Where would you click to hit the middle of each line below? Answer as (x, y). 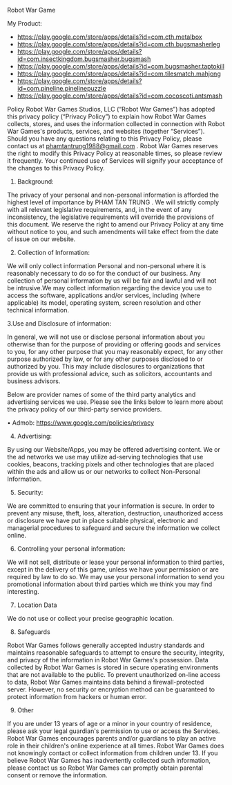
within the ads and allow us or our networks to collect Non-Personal (104, 471)
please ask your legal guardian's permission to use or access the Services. (114, 731)
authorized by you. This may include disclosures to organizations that (106, 366)
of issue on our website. (41, 239)
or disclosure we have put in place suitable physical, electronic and (103, 520)
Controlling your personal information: (71, 549)
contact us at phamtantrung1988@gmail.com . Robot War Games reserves (113, 146)
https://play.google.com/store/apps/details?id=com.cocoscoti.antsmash (120, 96)
